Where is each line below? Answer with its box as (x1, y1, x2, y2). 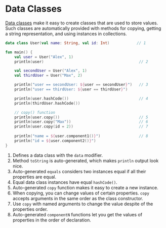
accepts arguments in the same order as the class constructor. (12, 195, 143, 201)
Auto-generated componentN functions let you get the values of (12, 211, 143, 217)
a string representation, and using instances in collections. (5, 30, 128, 37)
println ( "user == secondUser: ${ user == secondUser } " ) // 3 (14, 82, 148, 87)
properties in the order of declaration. (12, 217, 91, 223)
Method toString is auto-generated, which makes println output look (12, 157, 159, 164)
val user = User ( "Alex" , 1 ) (14, 54, 73, 59)
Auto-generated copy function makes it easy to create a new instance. (12, 184, 158, 190)
